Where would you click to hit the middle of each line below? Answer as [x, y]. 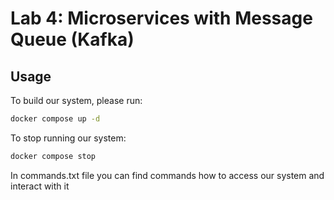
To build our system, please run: [76, 100]
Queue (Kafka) [72, 39]
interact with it [40, 186]
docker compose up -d [55, 119]
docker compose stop [53, 156]
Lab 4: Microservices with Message [161, 18]
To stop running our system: [68, 138]
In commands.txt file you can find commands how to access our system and [167, 175]
